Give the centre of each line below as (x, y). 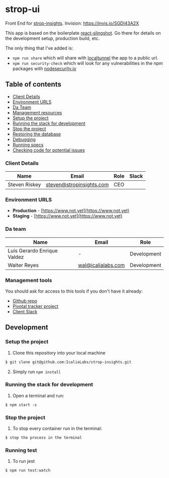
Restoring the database (37, 134)
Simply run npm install (37, 372)
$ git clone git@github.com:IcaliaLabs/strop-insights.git (68, 362)
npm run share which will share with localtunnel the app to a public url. (85, 58)
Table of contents (33, 84)
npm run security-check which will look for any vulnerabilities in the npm (88, 63)
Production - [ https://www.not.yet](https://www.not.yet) (71, 211)
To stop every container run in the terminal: (57, 429)
